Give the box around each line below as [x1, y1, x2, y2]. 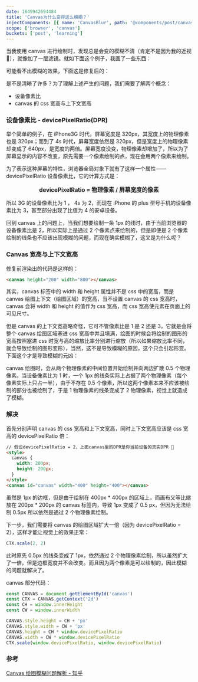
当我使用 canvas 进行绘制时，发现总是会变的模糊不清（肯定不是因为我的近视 [6, 48, 192, 55]
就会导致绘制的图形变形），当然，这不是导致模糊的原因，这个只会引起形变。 [6, 345, 190, 352]
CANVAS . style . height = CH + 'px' [6, 618, 88, 624]
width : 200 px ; [16, 461, 51, 467]
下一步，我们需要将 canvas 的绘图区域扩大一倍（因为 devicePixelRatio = [6, 521, 181, 528]
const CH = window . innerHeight [6, 602, 83, 608]
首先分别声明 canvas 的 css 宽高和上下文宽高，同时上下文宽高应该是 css [6, 425, 182, 432]
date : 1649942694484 [6, 8, 57, 15]
